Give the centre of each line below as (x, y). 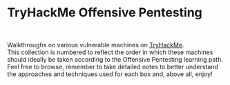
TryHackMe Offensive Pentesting (105, 13)
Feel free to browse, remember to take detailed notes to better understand (113, 66)
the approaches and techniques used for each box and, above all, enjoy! (110, 74)
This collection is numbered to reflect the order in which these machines (110, 52)
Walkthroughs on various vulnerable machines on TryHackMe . (96, 45)
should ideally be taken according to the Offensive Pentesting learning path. (115, 59)
